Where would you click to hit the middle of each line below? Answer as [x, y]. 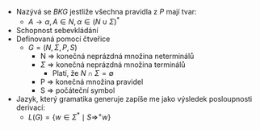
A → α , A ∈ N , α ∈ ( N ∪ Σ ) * [74, 21]
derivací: [31, 107]
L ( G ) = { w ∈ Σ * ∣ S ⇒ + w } [69, 116]
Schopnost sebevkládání [57, 30]
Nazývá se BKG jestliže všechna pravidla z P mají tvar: [106, 12]
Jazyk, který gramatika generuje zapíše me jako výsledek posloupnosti [134, 99]
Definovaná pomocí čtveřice [63, 39]
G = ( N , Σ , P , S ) [53, 47]
